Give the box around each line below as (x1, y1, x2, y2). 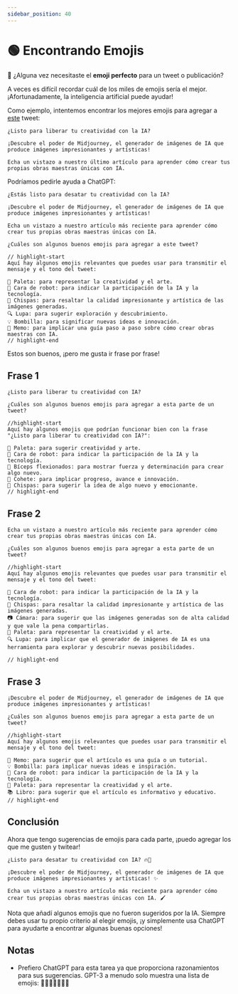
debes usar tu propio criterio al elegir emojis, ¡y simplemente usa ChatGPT (7, 916, 225, 925)
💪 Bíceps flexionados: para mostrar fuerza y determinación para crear (7, 463, 224, 470)
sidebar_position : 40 (7, 10, 72, 18)
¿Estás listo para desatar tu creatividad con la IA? (7, 191, 171, 198)
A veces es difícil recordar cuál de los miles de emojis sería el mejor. (7, 85, 207, 93)
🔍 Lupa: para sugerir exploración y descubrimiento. (7, 310, 169, 317)
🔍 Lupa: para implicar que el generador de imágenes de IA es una (7, 636, 210, 643)
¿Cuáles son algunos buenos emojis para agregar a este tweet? (7, 240, 199, 248)
